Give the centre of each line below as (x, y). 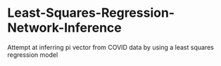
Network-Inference (64, 28)
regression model (33, 55)
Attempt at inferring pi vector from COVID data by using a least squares (111, 47)
